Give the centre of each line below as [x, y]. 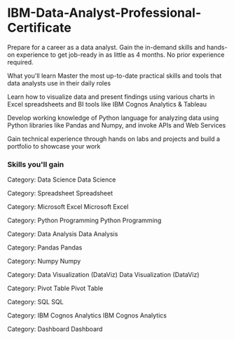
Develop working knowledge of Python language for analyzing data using [113, 118]
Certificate [39, 28]
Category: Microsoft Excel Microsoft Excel [68, 207]
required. [20, 62]
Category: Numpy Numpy [44, 261]
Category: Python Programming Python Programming [84, 220]
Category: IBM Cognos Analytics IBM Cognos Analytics [87, 315]
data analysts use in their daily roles [59, 83]
